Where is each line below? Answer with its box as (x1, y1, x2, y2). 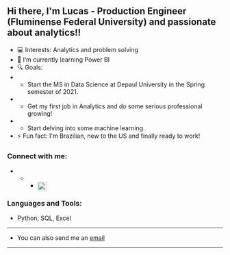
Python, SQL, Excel (16, 214, 72, 222)
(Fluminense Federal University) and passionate (7, 16, 216, 28)
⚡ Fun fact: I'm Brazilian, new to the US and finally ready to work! (16, 132, 201, 140)
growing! (27, 109, 53, 117)
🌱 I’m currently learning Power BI (16, 55, 110, 64)
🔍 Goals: (16, 63, 43, 71)
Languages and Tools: (7, 199, 82, 208)
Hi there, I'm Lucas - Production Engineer (7, 5, 187, 17)
